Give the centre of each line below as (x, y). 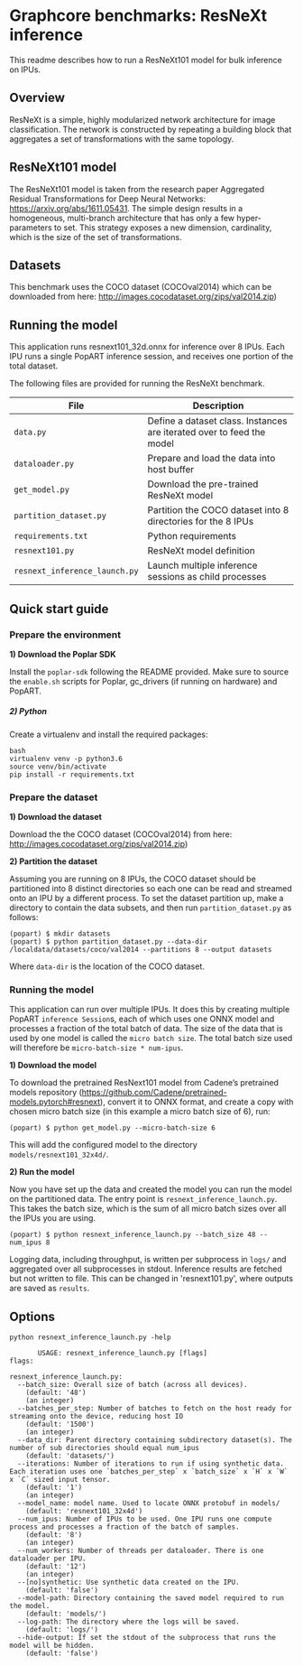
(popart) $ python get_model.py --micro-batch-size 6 (113, 1128)
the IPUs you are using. (53, 1218)
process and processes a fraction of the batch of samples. (125, 1527)
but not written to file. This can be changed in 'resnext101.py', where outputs (151, 1279)
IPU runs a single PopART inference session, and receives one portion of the (151, 357)
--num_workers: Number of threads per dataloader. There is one (141, 1551)
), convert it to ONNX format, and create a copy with (197, 1102)
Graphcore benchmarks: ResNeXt (138, 16)
